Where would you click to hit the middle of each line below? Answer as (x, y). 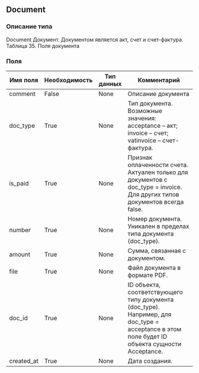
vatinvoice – (144, 140)
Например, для (150, 314)
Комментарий (159, 80)
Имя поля (24, 80)
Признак (140, 157)
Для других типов (153, 194)
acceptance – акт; (153, 126)
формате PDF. (148, 275)
